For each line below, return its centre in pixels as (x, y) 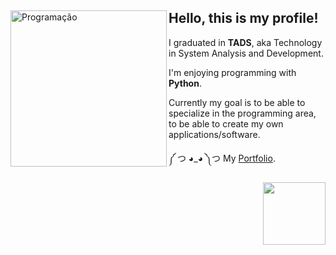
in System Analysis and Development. (246, 53)
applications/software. (214, 134)
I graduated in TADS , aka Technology (245, 42)
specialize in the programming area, (242, 113)
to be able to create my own (226, 123)
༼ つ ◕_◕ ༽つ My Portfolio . (222, 158)
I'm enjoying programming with (232, 72)
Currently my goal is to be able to (237, 102)
